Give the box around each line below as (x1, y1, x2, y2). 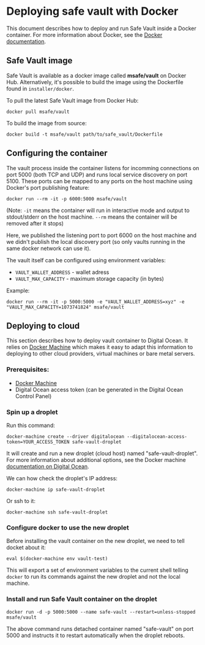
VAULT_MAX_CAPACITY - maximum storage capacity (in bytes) (15, 275, 164, 282)
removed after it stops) (6, 219, 64, 227)
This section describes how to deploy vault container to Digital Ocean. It (6, 337, 188, 345)
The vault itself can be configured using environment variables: (6, 256, 166, 264)
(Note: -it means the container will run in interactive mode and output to (6, 206, 190, 214)
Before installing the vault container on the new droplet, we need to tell (6, 537, 185, 545)
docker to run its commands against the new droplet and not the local (6, 573, 181, 580)
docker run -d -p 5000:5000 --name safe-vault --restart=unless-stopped (6, 609, 196, 615)
